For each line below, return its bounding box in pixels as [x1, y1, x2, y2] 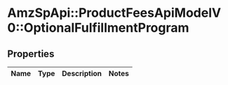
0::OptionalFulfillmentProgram [7, 20, 189, 36]
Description [62, 69, 102, 78]
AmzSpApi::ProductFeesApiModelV [7, 5, 222, 21]
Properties [7, 48, 55, 60]
